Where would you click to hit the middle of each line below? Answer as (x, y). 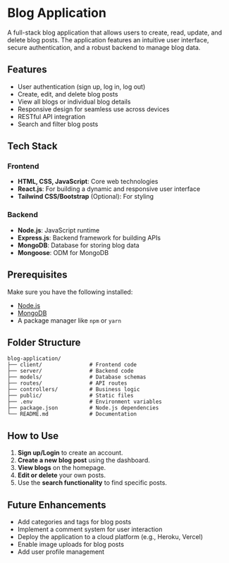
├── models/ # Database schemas (77, 377)
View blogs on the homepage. (62, 468)
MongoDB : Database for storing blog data (78, 245)
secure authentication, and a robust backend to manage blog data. (104, 47)
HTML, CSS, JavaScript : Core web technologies (88, 182)
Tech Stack (32, 146)
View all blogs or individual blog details (74, 101)
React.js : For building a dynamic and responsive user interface (109, 189)
